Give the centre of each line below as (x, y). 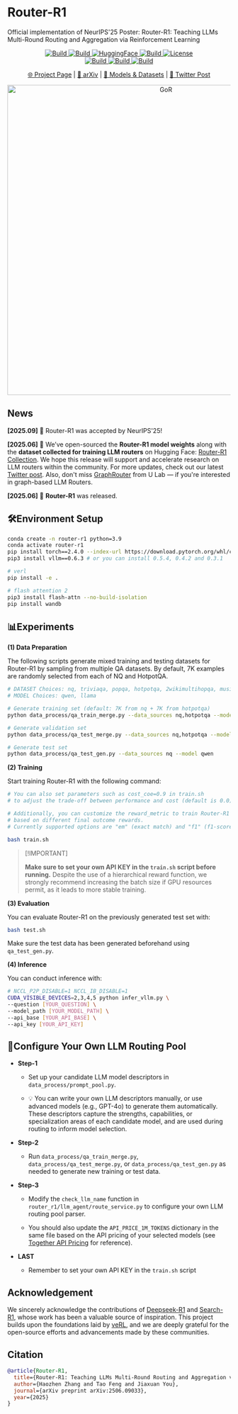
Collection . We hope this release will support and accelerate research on (113, 459)
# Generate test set (38, 747)
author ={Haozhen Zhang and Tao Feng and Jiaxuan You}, (96, 1384)
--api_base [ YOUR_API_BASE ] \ (52, 1018)
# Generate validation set (47, 728)
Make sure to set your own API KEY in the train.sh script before (120, 867)
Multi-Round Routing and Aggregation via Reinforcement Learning (104, 39)
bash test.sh (27, 930)
